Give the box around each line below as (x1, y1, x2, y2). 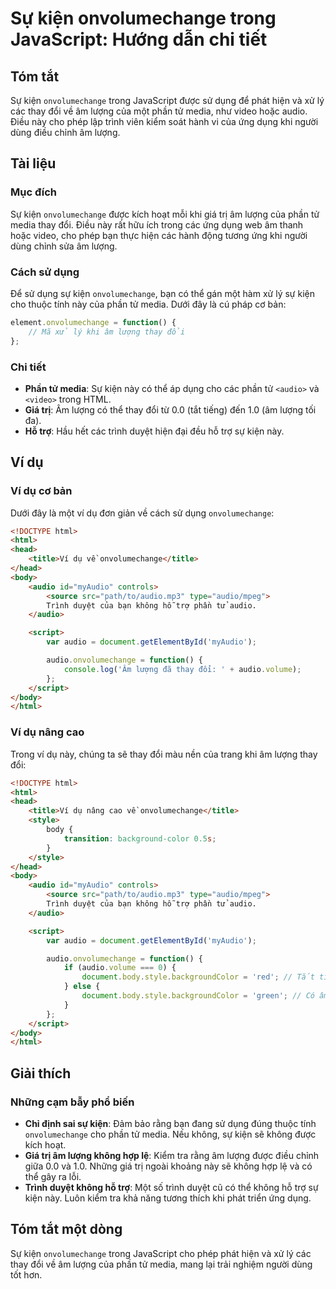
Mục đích (10, 185, 58, 199)
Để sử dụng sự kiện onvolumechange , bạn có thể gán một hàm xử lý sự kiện (10, 287, 315, 299)
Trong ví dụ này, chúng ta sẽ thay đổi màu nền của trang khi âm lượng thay (10, 748, 318, 760)
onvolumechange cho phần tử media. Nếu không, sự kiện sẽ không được (24, 1128, 317, 1140)
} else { (63, 982, 101, 992)
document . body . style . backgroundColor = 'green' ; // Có (81, 991, 315, 1001)
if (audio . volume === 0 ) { (63, 963, 177, 973)
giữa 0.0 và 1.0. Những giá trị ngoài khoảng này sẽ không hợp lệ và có (24, 1160, 313, 1172)
